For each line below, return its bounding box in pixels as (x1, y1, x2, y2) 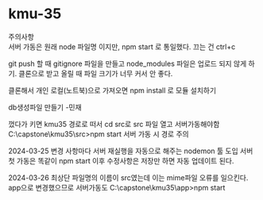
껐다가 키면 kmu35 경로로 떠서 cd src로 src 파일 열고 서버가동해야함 (8, 119, 220, 129)
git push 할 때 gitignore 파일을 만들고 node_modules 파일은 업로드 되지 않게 (8, 59, 247, 68)
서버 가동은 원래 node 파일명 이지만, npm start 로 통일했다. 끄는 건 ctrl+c (8, 41, 236, 52)
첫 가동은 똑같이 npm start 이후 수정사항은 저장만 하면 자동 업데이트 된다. (8, 156, 234, 165)
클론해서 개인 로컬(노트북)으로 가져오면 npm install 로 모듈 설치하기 (8, 85, 217, 95)
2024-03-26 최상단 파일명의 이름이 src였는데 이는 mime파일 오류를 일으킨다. (8, 172, 249, 183)
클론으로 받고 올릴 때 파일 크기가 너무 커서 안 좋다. (18, 68, 173, 78)
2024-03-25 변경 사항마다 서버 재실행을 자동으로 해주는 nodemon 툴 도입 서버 (8, 146, 253, 156)
